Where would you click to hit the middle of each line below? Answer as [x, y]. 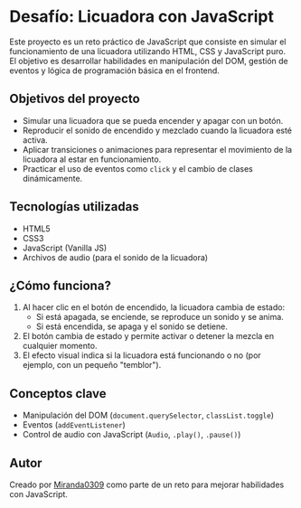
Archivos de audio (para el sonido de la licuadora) [115, 257]
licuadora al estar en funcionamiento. [92, 159]
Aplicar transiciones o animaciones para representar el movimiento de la [157, 149]
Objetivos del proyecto [75, 99]
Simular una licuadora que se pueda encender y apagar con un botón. [153, 120]
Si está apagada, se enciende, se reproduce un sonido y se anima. [160, 317]
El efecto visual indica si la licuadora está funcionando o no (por [142, 355]
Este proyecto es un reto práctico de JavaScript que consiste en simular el [148, 42]
